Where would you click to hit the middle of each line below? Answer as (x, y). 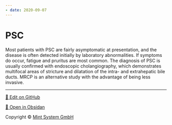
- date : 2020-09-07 (26, 10)
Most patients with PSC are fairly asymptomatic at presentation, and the (81, 50)
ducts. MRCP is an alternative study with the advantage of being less (78, 77)
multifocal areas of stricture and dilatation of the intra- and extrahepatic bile (85, 71)
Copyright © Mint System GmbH (40, 117)
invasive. (15, 82)
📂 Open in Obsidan (25, 107)
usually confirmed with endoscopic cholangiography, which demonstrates (83, 66)
